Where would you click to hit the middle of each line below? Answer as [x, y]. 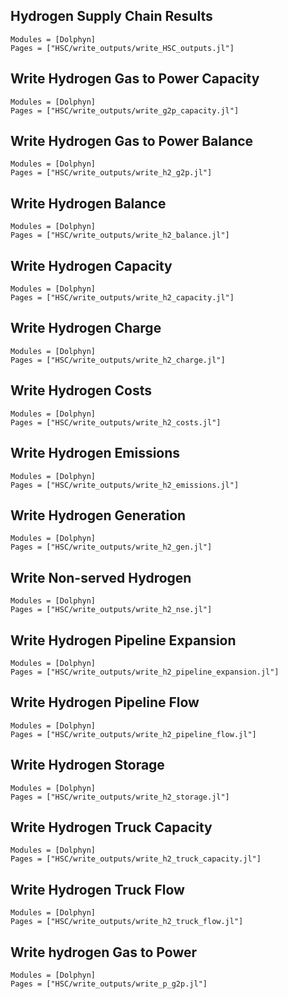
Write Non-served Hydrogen [101, 577]
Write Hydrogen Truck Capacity [111, 827]
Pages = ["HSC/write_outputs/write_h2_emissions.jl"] [125, 485]
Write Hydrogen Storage [87, 765]
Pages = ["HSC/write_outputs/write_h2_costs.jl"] [116, 422]
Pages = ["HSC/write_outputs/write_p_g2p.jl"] [109, 984]
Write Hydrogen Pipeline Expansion [123, 640]
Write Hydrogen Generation [98, 515]
